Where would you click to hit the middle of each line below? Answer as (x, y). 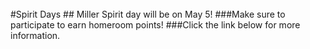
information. (35, 35)
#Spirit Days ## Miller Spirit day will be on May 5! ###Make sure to (148, 14)
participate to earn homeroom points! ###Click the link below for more (155, 25)
